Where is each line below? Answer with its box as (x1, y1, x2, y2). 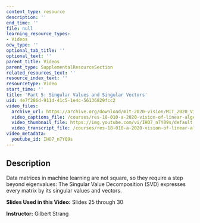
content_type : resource (6, 8, 65, 15)
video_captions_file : (11, 114, 65, 120)
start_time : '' (6, 86, 44, 92)
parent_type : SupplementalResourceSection (6, 64, 113, 70)
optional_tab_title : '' (6, 48, 65, 54)
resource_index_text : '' (6, 75, 68, 81)
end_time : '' (6, 20, 39, 26)
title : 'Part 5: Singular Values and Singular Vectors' (6, 92, 148, 98)
